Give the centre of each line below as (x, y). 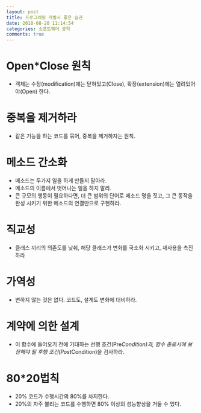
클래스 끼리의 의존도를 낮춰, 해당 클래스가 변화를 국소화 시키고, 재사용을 (98, 248)
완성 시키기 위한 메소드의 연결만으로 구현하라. (68, 203)
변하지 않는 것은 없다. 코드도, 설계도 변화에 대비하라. (76, 299)
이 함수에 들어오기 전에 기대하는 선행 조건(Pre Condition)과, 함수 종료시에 (100, 344)
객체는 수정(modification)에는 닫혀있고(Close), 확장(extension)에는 (94, 84)
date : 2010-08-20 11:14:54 (40, 23)
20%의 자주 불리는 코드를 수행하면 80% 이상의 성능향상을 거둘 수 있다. (98, 404)
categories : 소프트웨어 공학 (38, 29)
